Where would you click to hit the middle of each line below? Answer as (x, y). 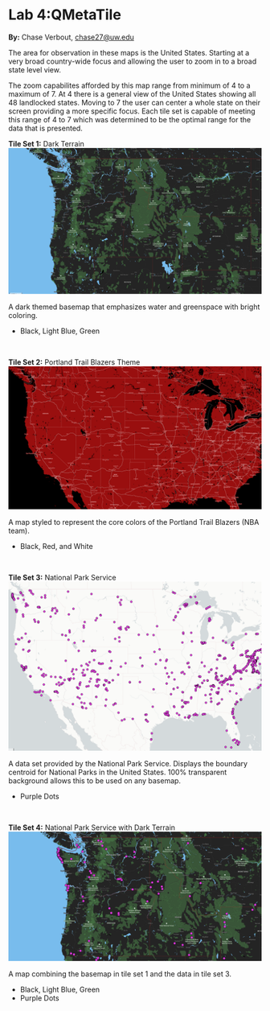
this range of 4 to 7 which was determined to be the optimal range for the (130, 119)
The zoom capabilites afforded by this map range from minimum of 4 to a (129, 85)
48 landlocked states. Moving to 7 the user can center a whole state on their (135, 102)
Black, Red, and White (57, 546)
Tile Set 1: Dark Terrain (46, 143)
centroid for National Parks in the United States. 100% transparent (118, 772)
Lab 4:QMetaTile (65, 15)
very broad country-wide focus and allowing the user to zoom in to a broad (133, 61)
